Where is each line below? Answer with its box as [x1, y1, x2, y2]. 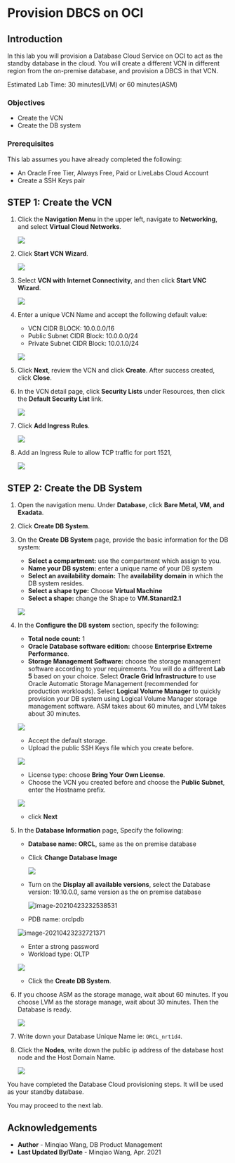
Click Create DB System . [17, 522, 90, 530]
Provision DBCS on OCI [7, 5, 144, 21]
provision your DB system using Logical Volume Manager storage [27, 695, 217, 703]
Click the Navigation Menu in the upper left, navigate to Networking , [17, 215, 217, 223]
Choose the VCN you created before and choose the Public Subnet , [27, 778, 225, 787]
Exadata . [17, 509, 44, 517]
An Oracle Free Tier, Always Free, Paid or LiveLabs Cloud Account [17, 168, 209, 177]
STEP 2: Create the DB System [7, 482, 142, 494]
